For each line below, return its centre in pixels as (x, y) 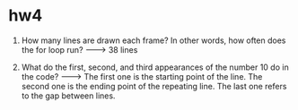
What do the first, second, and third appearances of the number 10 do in (155, 67)
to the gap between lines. (68, 96)
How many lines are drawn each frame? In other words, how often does (153, 40)
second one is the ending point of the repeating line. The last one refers (154, 86)
